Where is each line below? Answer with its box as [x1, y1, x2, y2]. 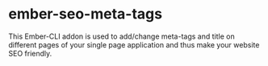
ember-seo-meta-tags [8, 5, 163, 23]
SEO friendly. [8, 48, 52, 58]
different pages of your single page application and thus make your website [8, 39, 260, 49]
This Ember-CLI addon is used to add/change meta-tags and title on [8, 31, 236, 41]
